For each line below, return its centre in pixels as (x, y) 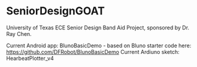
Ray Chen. (19, 33)
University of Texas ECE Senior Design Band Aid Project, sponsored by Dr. (98, 28)
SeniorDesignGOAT (55, 11)
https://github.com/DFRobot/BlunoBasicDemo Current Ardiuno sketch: (93, 51)
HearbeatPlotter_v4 (30, 58)
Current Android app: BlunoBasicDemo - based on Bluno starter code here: (99, 45)
